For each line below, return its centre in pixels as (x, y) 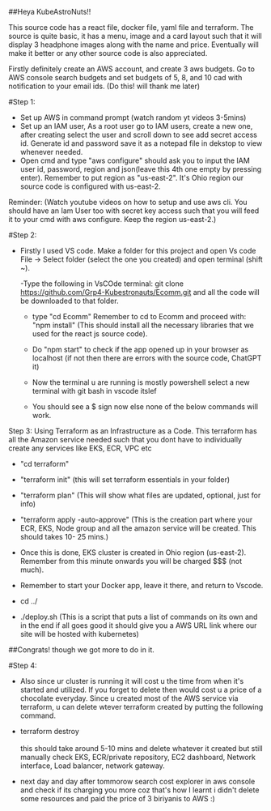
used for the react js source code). (90, 334)
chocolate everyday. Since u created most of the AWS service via (129, 698)
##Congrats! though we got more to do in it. (82, 650)
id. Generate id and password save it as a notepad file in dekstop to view (141, 143)
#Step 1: (22, 102)
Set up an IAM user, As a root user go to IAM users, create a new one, (136, 126)
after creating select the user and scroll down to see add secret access (138, 134)
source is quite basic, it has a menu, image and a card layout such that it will (135, 36)
